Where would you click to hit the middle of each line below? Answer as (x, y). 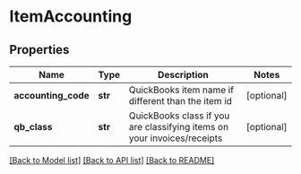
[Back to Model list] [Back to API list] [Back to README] (112, 160)
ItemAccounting (71, 17)
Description (183, 75)
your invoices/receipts (176, 138)
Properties (39, 50)
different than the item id (181, 101)
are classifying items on (179, 127)
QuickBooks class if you (179, 116)
